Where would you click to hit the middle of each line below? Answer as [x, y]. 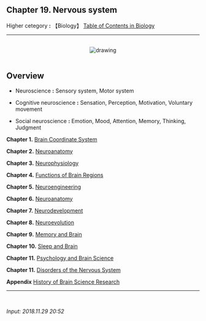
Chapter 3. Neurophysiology [43, 163]
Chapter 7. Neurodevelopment [45, 210]
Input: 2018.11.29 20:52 [35, 311]
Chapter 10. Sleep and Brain [42, 246]
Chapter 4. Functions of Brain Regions [55, 175]
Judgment [28, 127]
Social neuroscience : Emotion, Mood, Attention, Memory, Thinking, [101, 121]
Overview [25, 76]
